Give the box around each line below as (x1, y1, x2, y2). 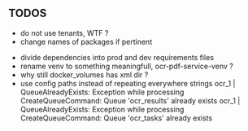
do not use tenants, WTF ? (20, 28, 109, 37)
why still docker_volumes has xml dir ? (20, 69, 149, 80)
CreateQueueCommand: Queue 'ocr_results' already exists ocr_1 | (20, 95, 241, 105)
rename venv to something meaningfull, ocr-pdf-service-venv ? (20, 61, 233, 71)
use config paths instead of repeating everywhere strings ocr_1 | (20, 78, 236, 88)
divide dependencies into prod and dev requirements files (20, 52, 214, 62)
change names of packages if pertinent (20, 37, 153, 46)
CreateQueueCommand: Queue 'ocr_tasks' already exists (20, 113, 213, 123)
